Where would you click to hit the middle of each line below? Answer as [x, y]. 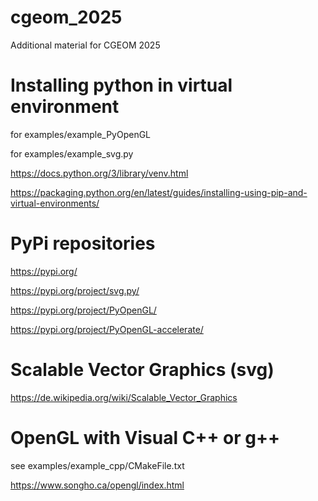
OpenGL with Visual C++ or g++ [145, 437]
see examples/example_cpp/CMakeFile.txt [97, 465]
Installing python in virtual [121, 85]
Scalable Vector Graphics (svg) [142, 370]
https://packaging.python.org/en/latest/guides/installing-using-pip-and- [159, 192]
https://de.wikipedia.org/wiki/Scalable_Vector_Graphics [124, 397]
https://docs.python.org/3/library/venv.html [99, 173]
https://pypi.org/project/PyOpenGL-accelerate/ [107, 329]
